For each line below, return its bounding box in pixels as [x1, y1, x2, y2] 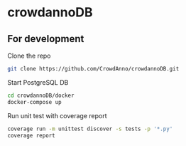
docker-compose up [7, 98, 62, 105]
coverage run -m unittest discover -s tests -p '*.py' [7, 125, 173, 132]
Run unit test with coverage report [7, 111, 108, 120]
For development [7, 33, 84, 45]
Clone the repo [7, 51, 51, 60]
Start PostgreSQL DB [7, 78, 69, 86]
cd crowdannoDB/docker [7, 92, 75, 99]
